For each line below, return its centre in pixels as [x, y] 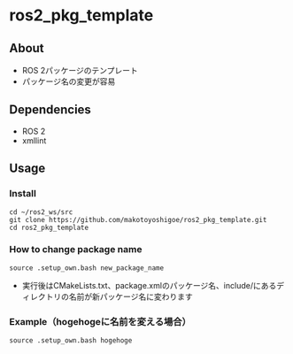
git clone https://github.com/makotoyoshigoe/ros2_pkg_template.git [138, 219]
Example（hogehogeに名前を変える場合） [100, 321]
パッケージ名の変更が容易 [69, 81]
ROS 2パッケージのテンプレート [80, 70]
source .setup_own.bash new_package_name [87, 268]
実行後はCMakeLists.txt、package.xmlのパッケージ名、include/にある [149, 285]
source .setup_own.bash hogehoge [71, 341]
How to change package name [76, 250]
